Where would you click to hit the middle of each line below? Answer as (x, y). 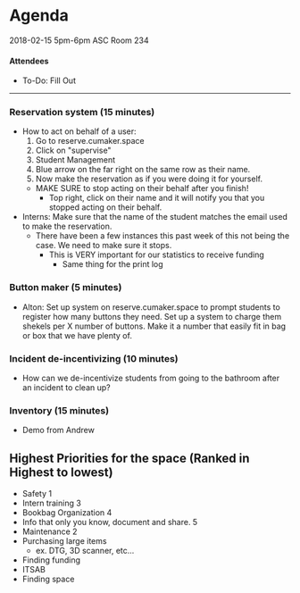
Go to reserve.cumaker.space (90, 141)
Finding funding (51, 560)
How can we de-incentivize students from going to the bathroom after (151, 378)
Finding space (48, 579)
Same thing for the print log (112, 264)
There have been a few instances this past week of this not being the (162, 236)
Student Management (75, 160)
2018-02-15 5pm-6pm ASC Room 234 (79, 40)
